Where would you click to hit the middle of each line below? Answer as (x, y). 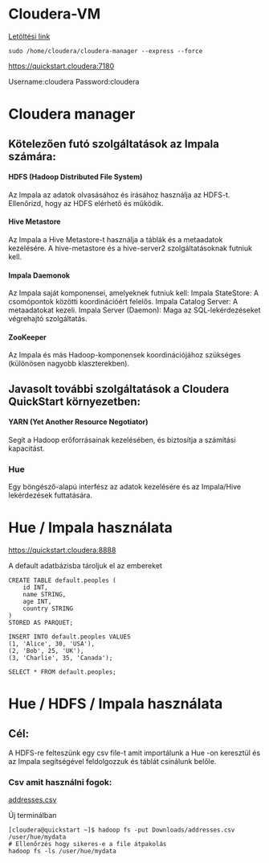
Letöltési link (29, 36)
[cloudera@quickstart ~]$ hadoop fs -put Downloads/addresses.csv (122, 830)
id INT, (35, 588)
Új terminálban (33, 816)
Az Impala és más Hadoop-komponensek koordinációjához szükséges (124, 355)
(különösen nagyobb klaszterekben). (69, 364)
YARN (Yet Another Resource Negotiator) (78, 422)
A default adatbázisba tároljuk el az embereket (86, 566)
